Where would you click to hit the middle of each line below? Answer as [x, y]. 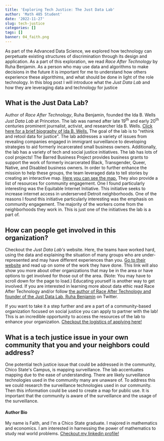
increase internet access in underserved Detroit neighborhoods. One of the [81, 194]
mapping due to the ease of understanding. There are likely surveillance [78, 375]
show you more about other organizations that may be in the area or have [79, 271]
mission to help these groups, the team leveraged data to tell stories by [77, 173]
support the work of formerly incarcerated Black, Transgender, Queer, [76, 163]
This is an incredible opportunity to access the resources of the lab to [75, 317]
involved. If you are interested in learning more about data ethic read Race [80, 286]
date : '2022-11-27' [25, 19]
